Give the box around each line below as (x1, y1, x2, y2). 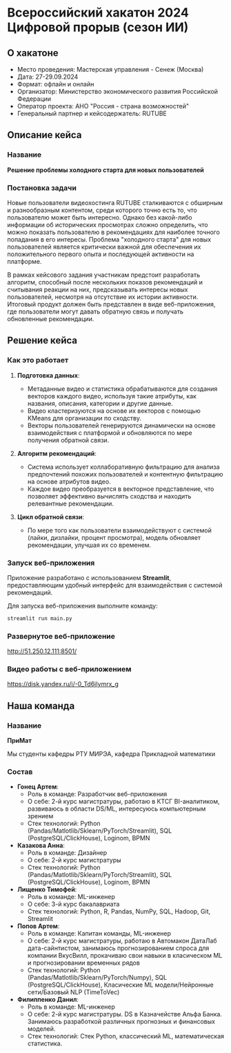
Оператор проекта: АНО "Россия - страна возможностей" (17, 102, 190, 110)
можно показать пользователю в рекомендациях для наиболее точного (7, 228, 221, 236)
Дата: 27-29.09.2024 (17, 73, 79, 81)
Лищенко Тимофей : (17, 885, 77, 893)
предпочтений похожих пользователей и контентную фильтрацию (27, 470, 223, 478)
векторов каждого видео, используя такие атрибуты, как (27, 392, 197, 400)
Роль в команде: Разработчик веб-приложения (27, 790, 168, 798)
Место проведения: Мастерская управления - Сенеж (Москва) (17, 66, 204, 73)
